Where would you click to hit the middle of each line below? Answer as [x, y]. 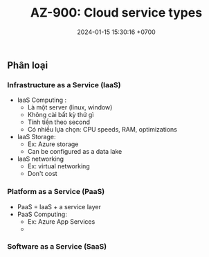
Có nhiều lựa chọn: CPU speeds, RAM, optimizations [102, 130]
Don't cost [42, 174]
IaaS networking [40, 159]
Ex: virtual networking [58, 166]
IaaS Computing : [42, 100]
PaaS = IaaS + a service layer [59, 206]
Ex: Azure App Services [61, 221]
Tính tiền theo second [58, 122]
